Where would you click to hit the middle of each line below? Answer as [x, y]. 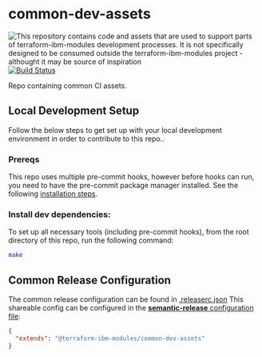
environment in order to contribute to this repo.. [87, 138]
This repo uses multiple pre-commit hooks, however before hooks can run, [131, 177]
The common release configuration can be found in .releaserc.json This [126, 299]
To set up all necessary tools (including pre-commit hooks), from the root [129, 232]
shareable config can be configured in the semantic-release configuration [131, 308]
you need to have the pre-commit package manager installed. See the [123, 186]
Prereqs [24, 159]
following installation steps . [53, 194]
